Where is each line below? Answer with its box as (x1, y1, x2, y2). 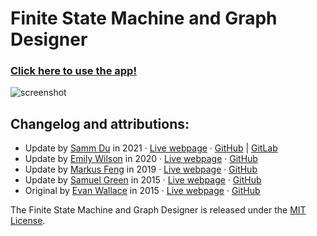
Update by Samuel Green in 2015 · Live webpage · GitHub (24, 174, 262, 186)
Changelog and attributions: (10, 115, 190, 132)
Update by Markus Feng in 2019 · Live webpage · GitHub (24, 163, 258, 176)
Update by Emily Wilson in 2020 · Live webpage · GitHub (24, 153, 258, 165)
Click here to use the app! (10, 64, 137, 78)
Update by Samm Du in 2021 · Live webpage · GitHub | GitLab (24, 142, 278, 154)
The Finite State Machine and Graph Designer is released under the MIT (10, 204, 307, 216)
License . (10, 215, 46, 227)
